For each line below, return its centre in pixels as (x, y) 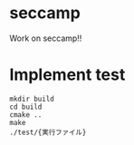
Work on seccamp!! (46, 38)
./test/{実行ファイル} (48, 132)
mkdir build (32, 99)
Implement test (67, 75)
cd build (26, 107)
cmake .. (26, 115)
